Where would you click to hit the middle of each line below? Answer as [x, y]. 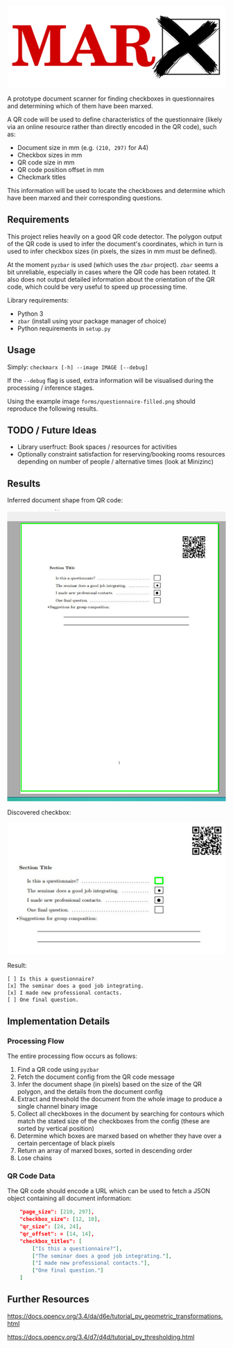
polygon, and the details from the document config [90, 1092]
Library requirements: [38, 300]
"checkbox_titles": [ [51, 1241]
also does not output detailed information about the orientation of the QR [111, 279]
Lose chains [34, 1158]
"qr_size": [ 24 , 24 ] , [51, 1227]
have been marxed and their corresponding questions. [85, 198]
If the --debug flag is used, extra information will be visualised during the [110, 380]
